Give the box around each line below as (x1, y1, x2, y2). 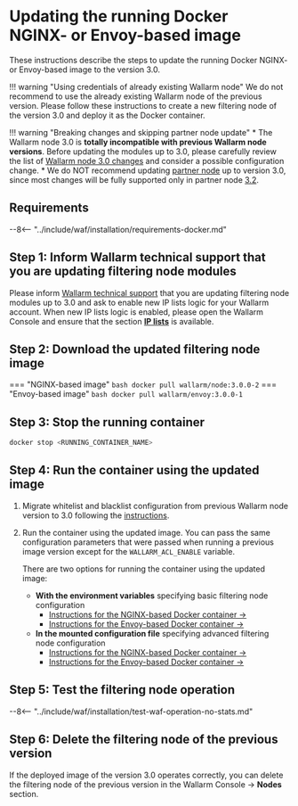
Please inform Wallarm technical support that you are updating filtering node (9, 287, 290, 298)
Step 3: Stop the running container (9, 415, 205, 430)
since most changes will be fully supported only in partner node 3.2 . (9, 174, 260, 185)
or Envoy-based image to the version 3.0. (9, 64, 161, 75)
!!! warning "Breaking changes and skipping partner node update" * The (9, 127, 273, 137)
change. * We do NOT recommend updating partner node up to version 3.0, (9, 165, 286, 176)
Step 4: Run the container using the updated (9, 463, 260, 478)
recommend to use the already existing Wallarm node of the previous (9, 91, 262, 102)
